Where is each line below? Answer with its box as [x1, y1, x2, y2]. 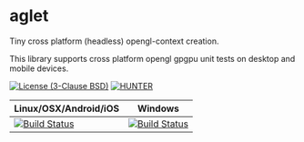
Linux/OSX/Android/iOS [14, 102, 120, 115]
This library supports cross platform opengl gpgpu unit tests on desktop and [9, 53, 296, 64]
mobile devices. [9, 63, 69, 74]
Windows [137, 102, 180, 115]
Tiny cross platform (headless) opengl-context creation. [9, 35, 219, 46]
